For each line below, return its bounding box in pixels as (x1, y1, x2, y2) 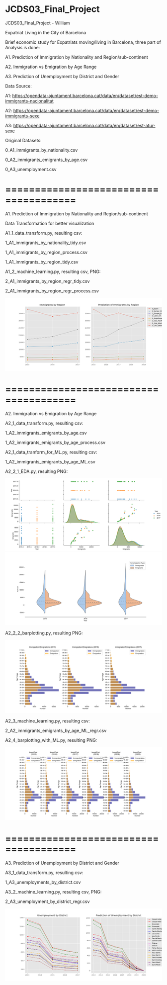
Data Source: (5, 83, 32, 89)
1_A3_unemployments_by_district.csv (5, 879, 81, 885)
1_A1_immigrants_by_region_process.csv (5, 249, 88, 255)
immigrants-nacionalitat (5, 98, 54, 104)
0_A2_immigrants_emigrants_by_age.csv (5, 157, 88, 163)
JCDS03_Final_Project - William (5, 20, 70, 26)
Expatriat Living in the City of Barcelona (5, 29, 86, 35)
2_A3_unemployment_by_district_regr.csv (5, 898, 90, 904)
